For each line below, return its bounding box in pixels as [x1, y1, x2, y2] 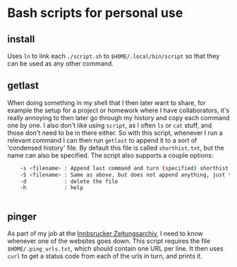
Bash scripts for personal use [7, 5, 183, 21]
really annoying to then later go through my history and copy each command [7, 113, 230, 121]
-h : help [20, 184, 83, 191]
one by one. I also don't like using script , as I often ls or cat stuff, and [7, 121, 212, 129]
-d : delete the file [20, 178, 119, 185]
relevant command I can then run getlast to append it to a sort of [7, 136, 197, 144]
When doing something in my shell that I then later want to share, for [7, 98, 207, 107]
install [7, 33, 35, 45]
